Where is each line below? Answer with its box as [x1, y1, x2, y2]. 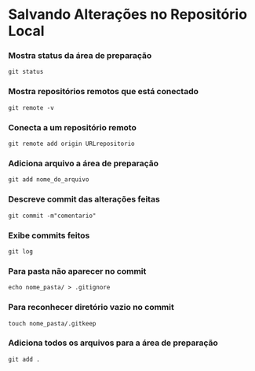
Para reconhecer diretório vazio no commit [8, 302, 174, 313]
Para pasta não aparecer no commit [8, 265, 147, 276]
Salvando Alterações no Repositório [8, 5, 248, 24]
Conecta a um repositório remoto [8, 122, 137, 133]
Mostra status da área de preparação [8, 50, 152, 61]
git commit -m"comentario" [8, 212, 97, 220]
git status [8, 68, 44, 76]
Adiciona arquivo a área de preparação [8, 158, 159, 169]
